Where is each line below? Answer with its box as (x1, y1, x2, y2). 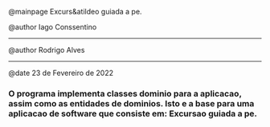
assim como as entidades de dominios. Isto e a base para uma (8, 97, 255, 109)
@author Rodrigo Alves (8, 46, 85, 54)
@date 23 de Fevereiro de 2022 (8, 68, 114, 77)
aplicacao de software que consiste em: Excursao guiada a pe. (8, 108, 258, 119)
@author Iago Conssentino (8, 22, 97, 31)
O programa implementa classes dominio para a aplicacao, (8, 88, 243, 99)
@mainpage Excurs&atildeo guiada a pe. (8, 7, 142, 16)
